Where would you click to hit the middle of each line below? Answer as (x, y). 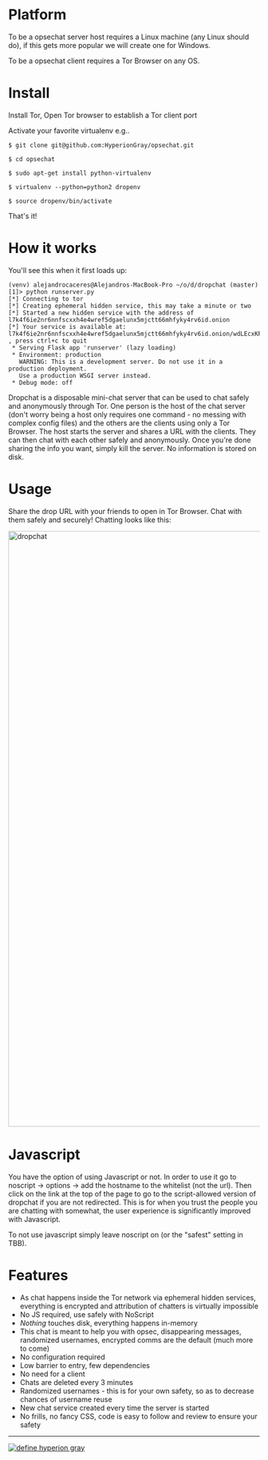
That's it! (23, 216)
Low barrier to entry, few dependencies (85, 1365)
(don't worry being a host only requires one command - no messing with (127, 414)
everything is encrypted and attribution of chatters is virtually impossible (139, 1306)
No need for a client (52, 1374)
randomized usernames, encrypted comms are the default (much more (136, 1339)
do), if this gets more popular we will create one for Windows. (110, 45)
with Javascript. (35, 1219)
